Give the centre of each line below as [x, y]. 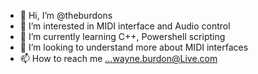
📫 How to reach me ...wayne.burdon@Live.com [118, 58]
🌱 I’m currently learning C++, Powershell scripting [122, 36]
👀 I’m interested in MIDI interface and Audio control [125, 26]
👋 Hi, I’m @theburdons [66, 15]
